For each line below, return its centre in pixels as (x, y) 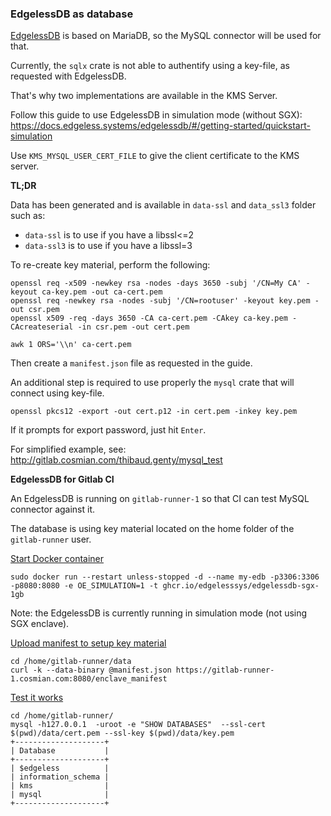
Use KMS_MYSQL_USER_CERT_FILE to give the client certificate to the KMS (155, 156)
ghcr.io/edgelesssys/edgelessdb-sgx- (241, 586)
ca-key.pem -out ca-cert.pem (102, 292)
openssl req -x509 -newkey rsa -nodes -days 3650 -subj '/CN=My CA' (156, 283)
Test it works (37, 698)
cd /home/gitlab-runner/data (71, 662)
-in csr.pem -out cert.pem (133, 327)
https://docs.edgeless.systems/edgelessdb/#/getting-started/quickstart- (160, 126)
